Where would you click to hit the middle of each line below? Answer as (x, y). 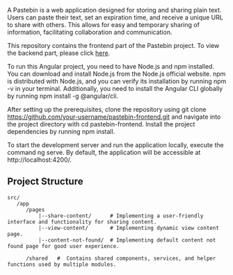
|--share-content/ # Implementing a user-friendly (121, 216)
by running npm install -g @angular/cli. (63, 96)
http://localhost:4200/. (39, 160)
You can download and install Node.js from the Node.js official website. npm (116, 74)
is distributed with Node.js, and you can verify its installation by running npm (117, 81)
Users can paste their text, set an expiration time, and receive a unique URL (115, 17)
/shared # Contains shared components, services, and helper (121, 258)
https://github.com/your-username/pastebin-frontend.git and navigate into (114, 117)
